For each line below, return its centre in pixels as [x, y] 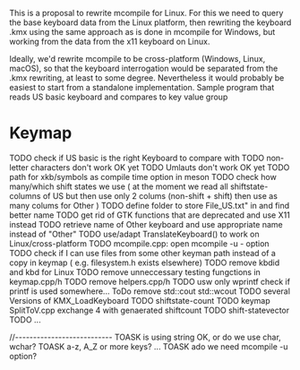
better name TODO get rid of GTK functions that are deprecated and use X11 [150, 215]
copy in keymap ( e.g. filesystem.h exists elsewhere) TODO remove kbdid [145, 262]
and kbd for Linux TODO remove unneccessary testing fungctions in [135, 271]
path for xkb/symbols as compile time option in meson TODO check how [143, 176]
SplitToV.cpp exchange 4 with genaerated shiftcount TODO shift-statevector [150, 310]
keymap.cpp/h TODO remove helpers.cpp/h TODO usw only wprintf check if [150, 281]
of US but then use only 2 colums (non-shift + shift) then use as [160, 195]
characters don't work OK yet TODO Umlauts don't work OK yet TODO [160, 167]
